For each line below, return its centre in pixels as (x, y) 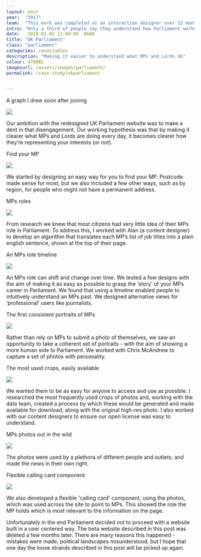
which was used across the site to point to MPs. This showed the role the (96, 504)
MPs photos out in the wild (39, 434)
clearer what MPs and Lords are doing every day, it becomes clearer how (97, 136)
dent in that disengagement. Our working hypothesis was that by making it (98, 130)
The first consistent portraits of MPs (51, 314)
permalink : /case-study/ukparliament (53, 73)
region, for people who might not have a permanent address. (81, 190)
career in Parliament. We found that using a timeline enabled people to (93, 290)
